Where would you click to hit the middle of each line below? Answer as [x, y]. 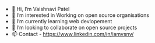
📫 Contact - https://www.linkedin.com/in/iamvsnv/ [73, 34]
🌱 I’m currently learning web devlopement [62, 21]
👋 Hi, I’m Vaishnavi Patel [40, 9]
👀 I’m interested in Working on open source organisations [80, 15]
